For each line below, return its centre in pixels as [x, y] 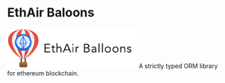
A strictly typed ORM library [178, 66]
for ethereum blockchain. [43, 73]
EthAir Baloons [51, 13]
